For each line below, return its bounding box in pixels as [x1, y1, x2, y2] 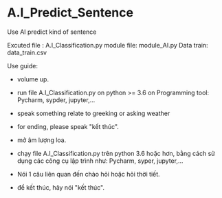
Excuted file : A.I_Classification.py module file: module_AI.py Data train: [7, 41, 208, 49]
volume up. [16, 75, 49, 83]
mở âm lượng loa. [16, 136, 67, 144]
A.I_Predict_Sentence [7, 5, 134, 21]
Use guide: [7, 61, 38, 70]
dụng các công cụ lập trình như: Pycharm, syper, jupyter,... [16, 157, 184, 165]
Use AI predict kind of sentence [7, 28, 97, 36]
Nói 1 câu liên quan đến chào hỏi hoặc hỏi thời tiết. [16, 170, 160, 178]
